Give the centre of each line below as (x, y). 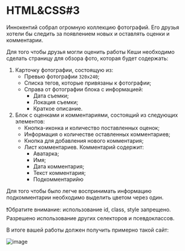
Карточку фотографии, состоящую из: (64, 70)
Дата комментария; (59, 166)
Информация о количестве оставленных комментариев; (97, 134)
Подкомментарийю (58, 179)
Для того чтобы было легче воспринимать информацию (79, 191)
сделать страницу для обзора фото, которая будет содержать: (87, 58)
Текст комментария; (60, 172)
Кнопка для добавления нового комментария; (84, 140)
